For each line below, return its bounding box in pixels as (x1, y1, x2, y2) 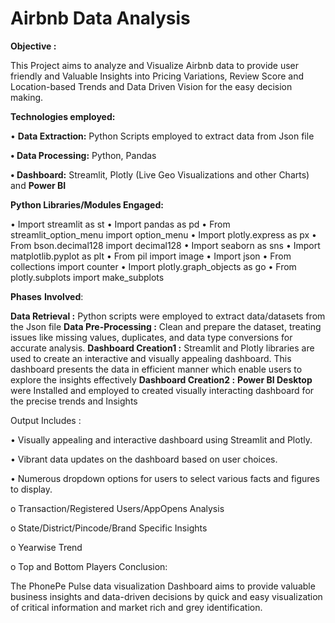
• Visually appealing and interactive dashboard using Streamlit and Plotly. (10, 433, 313, 446)
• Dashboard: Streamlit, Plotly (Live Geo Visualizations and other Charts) (10, 168, 310, 181)
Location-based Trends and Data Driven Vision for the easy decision (10, 80, 293, 92)
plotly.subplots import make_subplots (10, 271, 165, 283)
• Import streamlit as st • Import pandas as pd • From (10, 218, 231, 230)
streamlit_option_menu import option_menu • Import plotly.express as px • (10, 228, 317, 241)
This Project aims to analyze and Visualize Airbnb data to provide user (10, 59, 300, 71)
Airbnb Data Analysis (10, 7, 191, 30)
